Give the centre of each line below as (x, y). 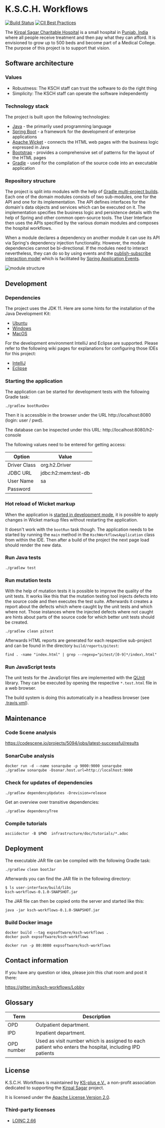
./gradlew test (21, 568)
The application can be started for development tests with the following (77, 392)
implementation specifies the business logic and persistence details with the (82, 213)
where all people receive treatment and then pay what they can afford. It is (81, 37)
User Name (21, 481)
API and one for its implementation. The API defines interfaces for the (75, 202)
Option (22, 457)
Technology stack (27, 106)
